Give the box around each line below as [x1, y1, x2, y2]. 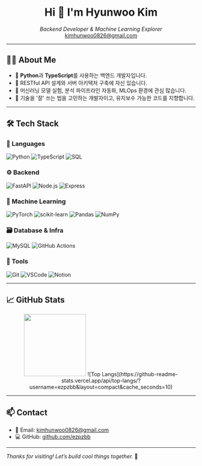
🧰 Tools [6, 257, 28, 266]
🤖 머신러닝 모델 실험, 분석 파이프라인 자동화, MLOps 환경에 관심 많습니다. [14, 87, 187, 94]
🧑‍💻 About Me [6, 55, 57, 65]
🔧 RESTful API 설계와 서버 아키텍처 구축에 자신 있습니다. [14, 79, 147, 86]
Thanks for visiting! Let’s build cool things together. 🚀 [6, 453, 138, 460]
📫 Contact [6, 407, 48, 418]
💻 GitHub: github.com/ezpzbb [14, 433, 91, 441]
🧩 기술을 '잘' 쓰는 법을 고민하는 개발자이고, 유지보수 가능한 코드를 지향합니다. [14, 94, 195, 101]
